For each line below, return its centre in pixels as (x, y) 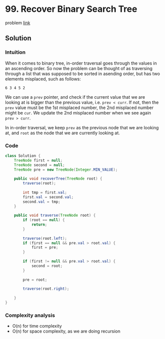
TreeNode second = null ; (39, 165)
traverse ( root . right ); (46, 289)
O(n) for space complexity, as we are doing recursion (66, 331)
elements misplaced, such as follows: (43, 79)
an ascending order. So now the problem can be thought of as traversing (79, 68)
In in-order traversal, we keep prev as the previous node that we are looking (82, 127)
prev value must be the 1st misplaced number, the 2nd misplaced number (79, 108)
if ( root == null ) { (44, 220)
